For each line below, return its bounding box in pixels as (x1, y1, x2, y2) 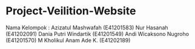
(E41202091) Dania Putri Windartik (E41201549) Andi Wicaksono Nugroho (5, 30, 189, 37)
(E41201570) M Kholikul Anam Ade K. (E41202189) (5, 36, 131, 44)
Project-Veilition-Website (5, 4, 136, 18)
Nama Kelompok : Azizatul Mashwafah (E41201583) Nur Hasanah (5, 24, 168, 31)
